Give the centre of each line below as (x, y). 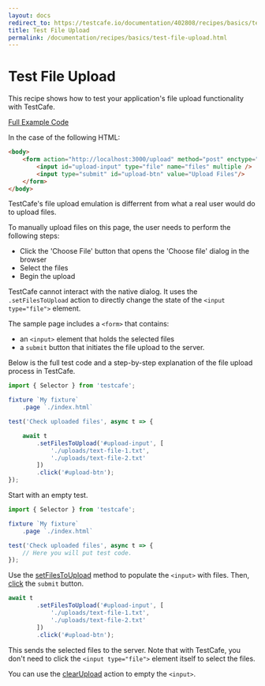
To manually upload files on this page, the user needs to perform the (119, 228)
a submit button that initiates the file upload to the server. (112, 348)
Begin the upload (47, 277)
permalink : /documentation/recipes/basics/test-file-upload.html (118, 38)
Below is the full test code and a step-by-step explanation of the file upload (131, 363)
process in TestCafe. (42, 371)
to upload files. (32, 212)
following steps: (34, 236)
